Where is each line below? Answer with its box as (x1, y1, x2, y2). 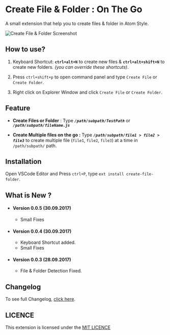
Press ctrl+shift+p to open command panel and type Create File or (12, 74, 157, 80)
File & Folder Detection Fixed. (20, 268, 82, 274)
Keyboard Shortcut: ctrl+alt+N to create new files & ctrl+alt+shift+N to (12, 59, 165, 65)
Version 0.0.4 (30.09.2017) (12, 228, 72, 234)
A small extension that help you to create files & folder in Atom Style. (5, 20, 149, 26)
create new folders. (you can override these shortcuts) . (12, 64, 129, 70)
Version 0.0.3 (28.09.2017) (12, 256, 71, 263)
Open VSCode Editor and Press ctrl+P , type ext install (5, 171, 124, 177)
